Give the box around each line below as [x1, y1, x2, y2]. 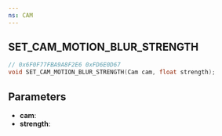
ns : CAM [8, 11, 34, 20]
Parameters [8, 90, 67, 103]
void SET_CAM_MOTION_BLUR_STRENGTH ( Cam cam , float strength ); [8, 68, 216, 77]
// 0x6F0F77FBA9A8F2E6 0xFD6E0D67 [8, 61, 122, 69]
